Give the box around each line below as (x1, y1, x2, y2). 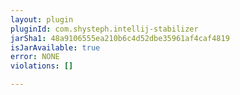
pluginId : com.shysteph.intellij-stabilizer (10, 24, 199, 34)
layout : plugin (10, 14, 74, 25)
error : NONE (10, 52, 60, 62)
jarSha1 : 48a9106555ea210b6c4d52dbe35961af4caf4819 (10, 33, 230, 43)
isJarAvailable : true (10, 42, 101, 53)
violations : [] (10, 61, 74, 71)
